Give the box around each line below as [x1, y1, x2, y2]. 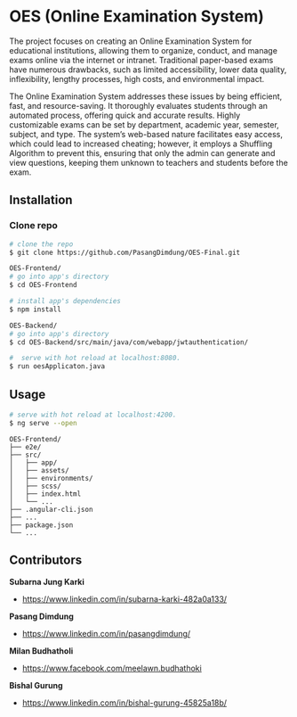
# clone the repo [9, 239, 74, 249]
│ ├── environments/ [9, 474, 93, 482]
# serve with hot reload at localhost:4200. [9, 410, 177, 419]
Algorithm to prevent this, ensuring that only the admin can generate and [9, 147, 276, 158]
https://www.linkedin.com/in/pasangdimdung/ [21, 628, 191, 639]
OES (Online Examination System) [9, 6, 265, 27]
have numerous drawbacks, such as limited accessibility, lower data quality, [9, 64, 287, 75]
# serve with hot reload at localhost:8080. [9, 354, 181, 363]
